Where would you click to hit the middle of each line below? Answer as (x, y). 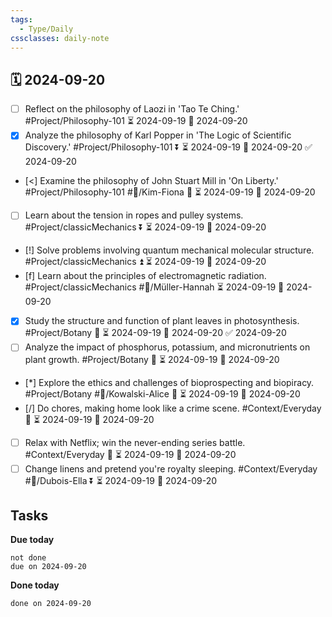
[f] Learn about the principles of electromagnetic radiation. (145, 276)
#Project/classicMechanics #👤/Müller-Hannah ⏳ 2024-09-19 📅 (154, 287)
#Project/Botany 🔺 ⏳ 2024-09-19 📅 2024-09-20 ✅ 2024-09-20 (155, 333)
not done (28, 558)
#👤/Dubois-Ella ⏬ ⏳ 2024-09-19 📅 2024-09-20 (121, 480)
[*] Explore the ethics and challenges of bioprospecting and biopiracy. (169, 382)
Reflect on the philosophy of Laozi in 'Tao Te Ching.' (132, 109)
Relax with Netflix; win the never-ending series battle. (135, 442)
